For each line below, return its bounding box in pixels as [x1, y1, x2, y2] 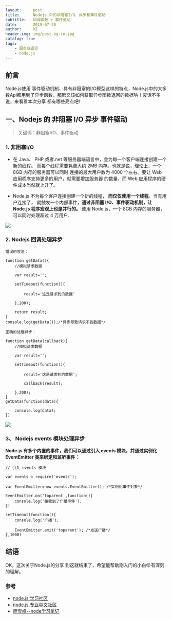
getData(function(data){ [5, 399, 59, 404]
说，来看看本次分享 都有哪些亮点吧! [5, 98, 80, 104]
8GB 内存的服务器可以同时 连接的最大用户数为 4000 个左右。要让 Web [12, 169, 162, 175]
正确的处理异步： [5, 329, 36, 334]
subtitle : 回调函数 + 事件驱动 [5, 17, 71, 22]
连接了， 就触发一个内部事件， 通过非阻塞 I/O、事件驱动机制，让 [17, 199, 152, 206]
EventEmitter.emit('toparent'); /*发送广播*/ [14, 528, 110, 533]
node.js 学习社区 [12, 595, 48, 602]
